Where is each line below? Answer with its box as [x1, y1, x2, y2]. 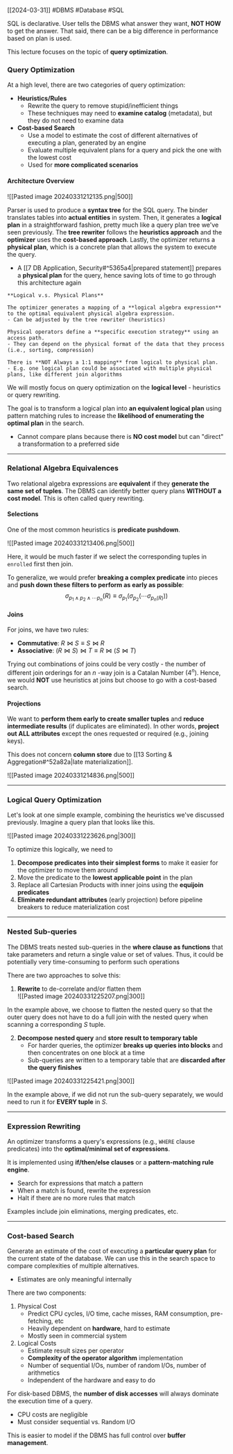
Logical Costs [17, 1339, 57, 1348]
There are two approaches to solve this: [7, 970, 121, 980]
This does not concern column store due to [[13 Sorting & [7, 751, 173, 759]
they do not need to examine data [27, 116, 124, 125]
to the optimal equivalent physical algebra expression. [7, 310, 175, 317]
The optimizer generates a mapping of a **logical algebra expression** [7, 304, 222, 311]
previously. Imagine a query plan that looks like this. [7, 818, 155, 826]
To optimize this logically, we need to [7, 845, 113, 854]
